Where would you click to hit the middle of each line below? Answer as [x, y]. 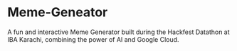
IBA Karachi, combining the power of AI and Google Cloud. [93, 39]
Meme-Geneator [58, 12]
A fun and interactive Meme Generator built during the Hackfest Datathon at [118, 32]
